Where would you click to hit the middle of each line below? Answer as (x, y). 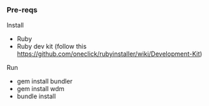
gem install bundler (45, 81)
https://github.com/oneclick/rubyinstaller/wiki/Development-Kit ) (109, 54)
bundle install (36, 96)
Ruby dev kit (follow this (52, 47)
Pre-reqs (22, 10)
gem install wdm (40, 89)
